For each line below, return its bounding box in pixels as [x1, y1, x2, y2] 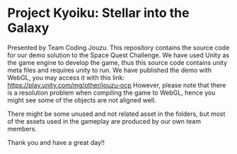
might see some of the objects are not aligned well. [7, 95, 157, 104]
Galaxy [7, 20, 50, 36]
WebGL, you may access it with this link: [7, 73, 125, 82]
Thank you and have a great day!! [7, 138, 105, 146]
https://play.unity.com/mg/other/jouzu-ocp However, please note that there [7, 81, 226, 89]
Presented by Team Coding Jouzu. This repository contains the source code [7, 43, 230, 52]
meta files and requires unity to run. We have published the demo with [7, 66, 212, 74]
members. [7, 124, 37, 133]
